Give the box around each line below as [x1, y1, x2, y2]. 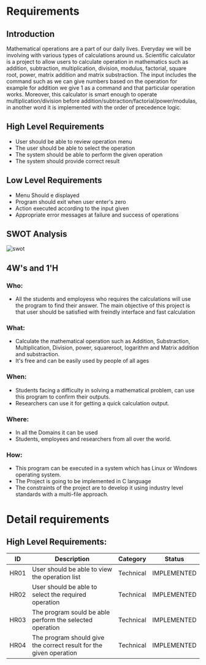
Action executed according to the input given [15, 204, 129, 212]
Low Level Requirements [6, 175, 102, 185]
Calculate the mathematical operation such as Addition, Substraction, [15, 338, 191, 345]
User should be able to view [31, 565, 112, 574]
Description [55, 554, 90, 563]
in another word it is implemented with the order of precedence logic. [6, 104, 182, 111]
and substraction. [15, 351, 60, 358]
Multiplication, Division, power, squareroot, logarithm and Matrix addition [15, 344, 199, 351]
